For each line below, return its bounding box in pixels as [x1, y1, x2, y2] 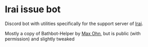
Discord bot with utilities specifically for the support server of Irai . [5, 20, 143, 27]
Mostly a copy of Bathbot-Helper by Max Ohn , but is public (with [5, 30, 141, 36]
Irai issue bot [5, 4, 61, 15]
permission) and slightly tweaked [5, 36, 75, 42]
